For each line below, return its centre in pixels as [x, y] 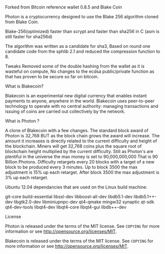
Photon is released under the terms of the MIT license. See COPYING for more [82, 226]
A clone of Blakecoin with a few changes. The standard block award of [77, 130]
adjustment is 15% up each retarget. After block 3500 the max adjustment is [82, 172]
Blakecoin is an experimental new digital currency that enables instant [76, 96]
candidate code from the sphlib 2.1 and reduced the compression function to [83, 51]
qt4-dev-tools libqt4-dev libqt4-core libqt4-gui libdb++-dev [66, 207]
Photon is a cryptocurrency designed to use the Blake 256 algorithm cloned [82, 16]
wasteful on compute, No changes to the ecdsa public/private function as [80, 71]
